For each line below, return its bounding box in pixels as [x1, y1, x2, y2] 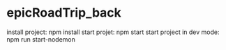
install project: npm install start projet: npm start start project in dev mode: [6, 28, 220, 36]
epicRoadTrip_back [6, 5, 121, 21]
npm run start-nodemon [6, 35, 76, 43]
